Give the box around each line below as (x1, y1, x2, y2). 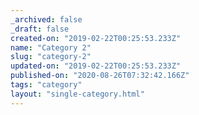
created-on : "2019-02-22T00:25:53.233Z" (10, 33, 182, 43)
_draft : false (10, 24, 70, 34)
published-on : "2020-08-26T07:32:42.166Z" (10, 71, 190, 81)
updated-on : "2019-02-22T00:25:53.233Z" (10, 61, 182, 71)
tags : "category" (10, 80, 83, 90)
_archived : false (10, 14, 83, 25)
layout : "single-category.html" (10, 89, 145, 99)
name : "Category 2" (10, 42, 92, 53)
